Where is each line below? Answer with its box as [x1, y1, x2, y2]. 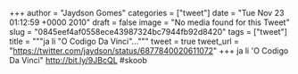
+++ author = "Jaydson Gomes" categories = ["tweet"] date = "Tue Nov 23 [9, 8, 285, 18]
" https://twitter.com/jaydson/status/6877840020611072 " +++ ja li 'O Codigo [9, 45, 289, 56]
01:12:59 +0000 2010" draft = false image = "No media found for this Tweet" [9, 17, 290, 28]
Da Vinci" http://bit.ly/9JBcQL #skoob [9, 55, 147, 65]
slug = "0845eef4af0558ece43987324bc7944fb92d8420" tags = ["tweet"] [9, 27, 288, 37]
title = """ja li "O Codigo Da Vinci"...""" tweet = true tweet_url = [9, 36, 239, 46]
